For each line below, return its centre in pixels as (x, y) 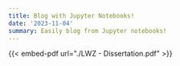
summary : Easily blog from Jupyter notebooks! (88, 31)
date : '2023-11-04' (41, 23)
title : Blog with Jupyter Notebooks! (72, 16)
